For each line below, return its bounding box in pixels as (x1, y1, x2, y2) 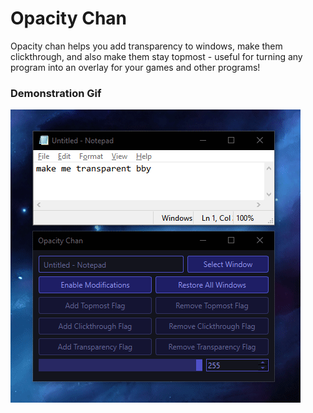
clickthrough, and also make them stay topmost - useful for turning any (10, 50, 303, 62)
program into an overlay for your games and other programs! (10, 61, 261, 73)
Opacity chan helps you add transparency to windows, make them (10, 40, 283, 52)
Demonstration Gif (10, 86, 102, 100)
